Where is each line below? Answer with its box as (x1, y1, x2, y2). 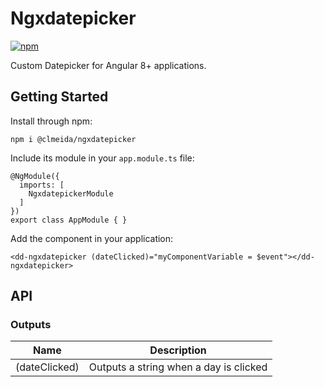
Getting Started (10, 88, 109, 106)
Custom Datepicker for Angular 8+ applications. (10, 59, 207, 71)
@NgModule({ (10, 171, 60, 181)
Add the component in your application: (10, 232, 174, 244)
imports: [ (19, 180, 65, 190)
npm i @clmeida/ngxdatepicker (10, 134, 137, 144)
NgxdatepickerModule (28, 188, 114, 199)
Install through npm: (10, 115, 93, 127)
